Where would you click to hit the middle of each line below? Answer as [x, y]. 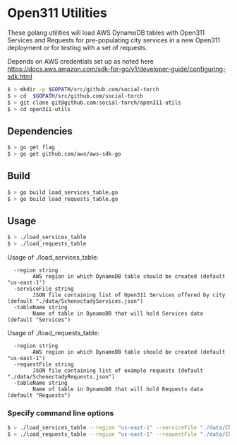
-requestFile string [44, 365]
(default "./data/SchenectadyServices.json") [75, 301]
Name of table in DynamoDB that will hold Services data [118, 314]
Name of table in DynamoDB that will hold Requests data [118, 389]
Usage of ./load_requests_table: [54, 333]
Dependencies [40, 131]
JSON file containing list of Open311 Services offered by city [129, 295]
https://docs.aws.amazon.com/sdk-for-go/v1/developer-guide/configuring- [117, 69]
